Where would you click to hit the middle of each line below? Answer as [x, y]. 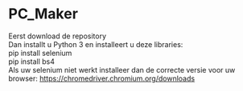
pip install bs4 [31, 61]
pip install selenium [40, 53]
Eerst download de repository [58, 36]
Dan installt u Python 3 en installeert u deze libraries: [96, 44]
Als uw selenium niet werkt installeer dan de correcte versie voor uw [122, 69]
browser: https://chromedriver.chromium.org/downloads [102, 78]
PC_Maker [43, 14]
